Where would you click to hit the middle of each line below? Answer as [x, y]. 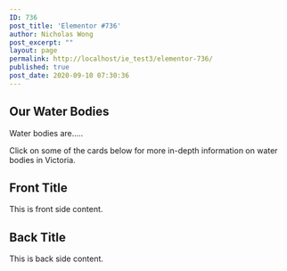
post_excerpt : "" [41, 42]
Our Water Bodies [59, 112]
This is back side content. [57, 259]
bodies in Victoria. [42, 160]
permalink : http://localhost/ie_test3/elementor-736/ [111, 59]
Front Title [39, 188]
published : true [39, 68]
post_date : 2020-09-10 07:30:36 [69, 76]
